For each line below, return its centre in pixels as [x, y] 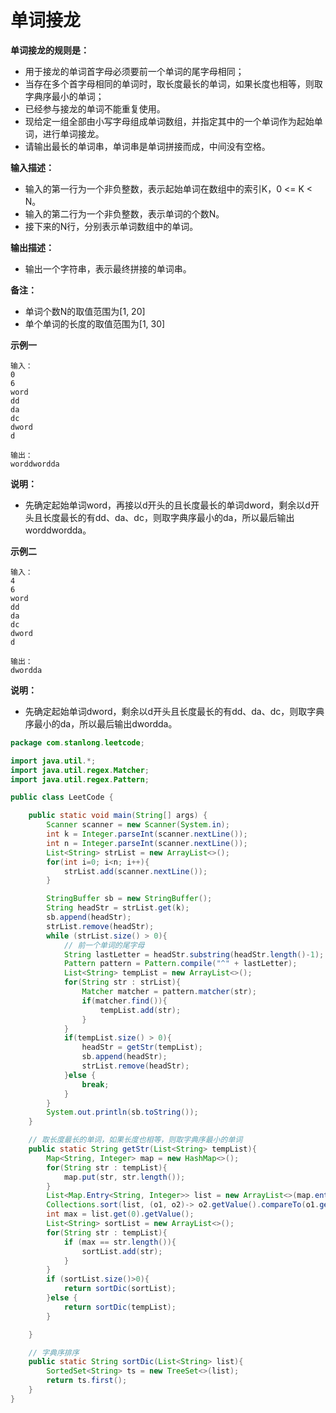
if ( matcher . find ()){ [124, 1001]
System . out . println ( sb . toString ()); [122, 1112]
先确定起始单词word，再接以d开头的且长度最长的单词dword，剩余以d [167, 505]
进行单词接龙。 [73, 133]
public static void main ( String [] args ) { [118, 816]
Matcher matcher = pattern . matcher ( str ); [169, 992]
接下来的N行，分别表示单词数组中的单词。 [111, 226]
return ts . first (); [87, 1381]
